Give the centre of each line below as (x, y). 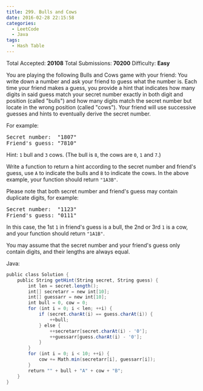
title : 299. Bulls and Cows (42, 12)
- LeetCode (25, 29)
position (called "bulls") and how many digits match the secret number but (99, 100)
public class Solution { (38, 274)
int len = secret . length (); (63, 286)
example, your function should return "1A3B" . (62, 179)
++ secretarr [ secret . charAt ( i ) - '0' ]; (98, 331)
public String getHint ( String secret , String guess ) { (88, 280)
